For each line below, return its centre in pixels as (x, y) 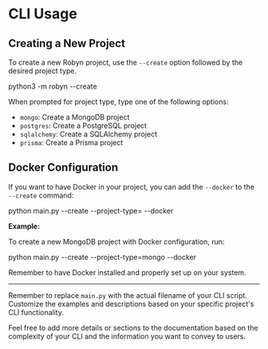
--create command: (41, 195)
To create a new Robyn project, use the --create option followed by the (126, 62)
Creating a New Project (67, 43)
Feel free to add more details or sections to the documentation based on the (133, 327)
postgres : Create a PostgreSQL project (83, 125)
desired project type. (43, 71)
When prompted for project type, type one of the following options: (118, 102)
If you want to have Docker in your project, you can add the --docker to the (132, 186)
